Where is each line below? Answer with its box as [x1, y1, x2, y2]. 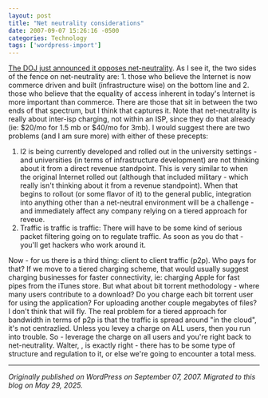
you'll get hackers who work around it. [19, 241, 146, 250]
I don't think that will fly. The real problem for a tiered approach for [8, 307, 227, 316]
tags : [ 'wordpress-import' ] [8, 42, 102, 50]
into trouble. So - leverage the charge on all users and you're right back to [8, 332, 252, 342]
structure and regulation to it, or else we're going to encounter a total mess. [8, 349, 257, 359]
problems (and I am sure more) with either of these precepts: [8, 131, 209, 141]
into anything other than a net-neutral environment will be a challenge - [19, 197, 254, 208]
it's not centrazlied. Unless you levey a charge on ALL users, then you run [8, 324, 251, 333]
